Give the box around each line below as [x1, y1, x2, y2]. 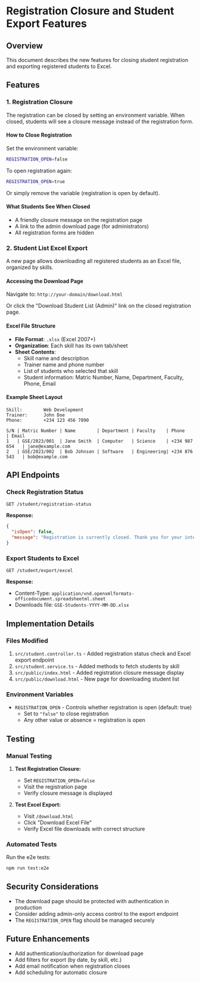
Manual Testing [6, 752, 52, 760]
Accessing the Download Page [6, 277, 83, 285]
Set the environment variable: [6, 144, 79, 152]
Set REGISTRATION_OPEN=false [23, 777, 95, 784]
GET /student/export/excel [6, 568, 73, 574]
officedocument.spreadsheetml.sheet [14, 596, 106, 602]
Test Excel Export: [14, 801, 61, 808]
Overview [6, 41, 43, 51]
